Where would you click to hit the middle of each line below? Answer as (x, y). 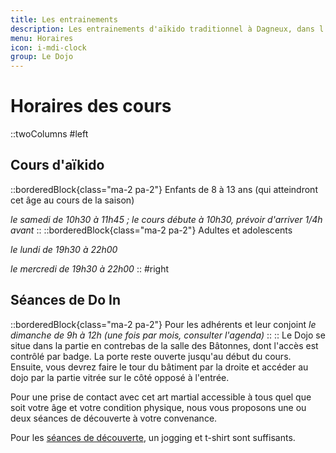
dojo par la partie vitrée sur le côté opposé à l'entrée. (120, 377)
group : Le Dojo (42, 57)
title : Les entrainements (64, 19)
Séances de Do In (66, 300)
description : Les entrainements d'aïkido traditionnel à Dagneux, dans (162, 29)
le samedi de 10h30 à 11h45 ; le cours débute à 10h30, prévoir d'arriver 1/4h (166, 219)
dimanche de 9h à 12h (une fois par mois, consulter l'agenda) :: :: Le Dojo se (168, 335)
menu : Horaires (42, 38)
